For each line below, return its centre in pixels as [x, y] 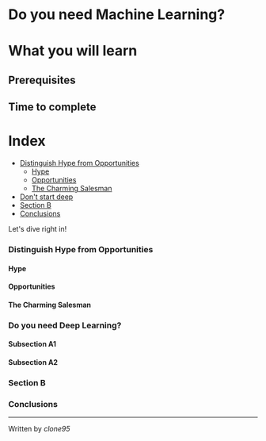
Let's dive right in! [38, 229]
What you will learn [73, 51]
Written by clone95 [39, 429]
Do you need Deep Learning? [65, 325]
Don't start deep [46, 197]
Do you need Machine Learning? [117, 15]
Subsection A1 [32, 344]
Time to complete [52, 107]
